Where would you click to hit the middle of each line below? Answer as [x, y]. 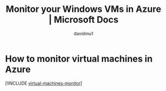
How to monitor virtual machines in [79, 59]
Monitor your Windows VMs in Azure [83, 9]
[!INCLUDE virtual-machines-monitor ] [44, 83]
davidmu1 [83, 33]
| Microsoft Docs [83, 20]
